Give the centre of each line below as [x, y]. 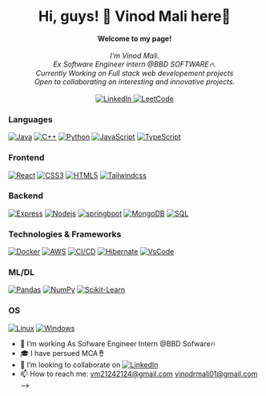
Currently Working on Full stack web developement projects [135, 73]
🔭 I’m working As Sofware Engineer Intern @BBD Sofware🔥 [118, 343]
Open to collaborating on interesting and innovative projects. [135, 81]
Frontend [26, 158]
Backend [26, 196]
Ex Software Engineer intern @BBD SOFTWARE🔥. [135, 64]
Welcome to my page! [135, 38]
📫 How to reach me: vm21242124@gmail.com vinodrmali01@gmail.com [139, 374]
